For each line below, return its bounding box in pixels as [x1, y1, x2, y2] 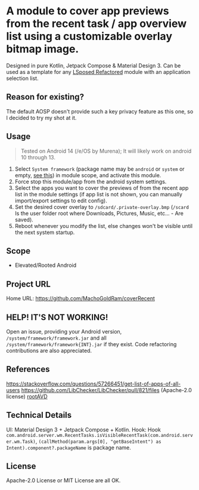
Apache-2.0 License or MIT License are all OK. [6, 477, 121, 484]
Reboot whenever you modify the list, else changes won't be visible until [14, 222, 192, 229]
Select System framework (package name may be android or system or [14, 165, 185, 172]
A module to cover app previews [6, 4, 170, 18]
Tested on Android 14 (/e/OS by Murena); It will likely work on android [20, 147, 192, 155]
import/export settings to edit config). [14, 197, 107, 204]
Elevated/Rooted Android [14, 261, 76, 269]
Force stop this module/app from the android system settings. [14, 178, 167, 185]
